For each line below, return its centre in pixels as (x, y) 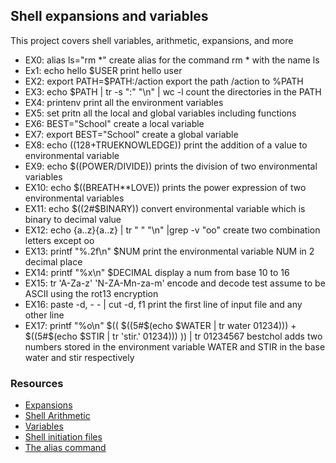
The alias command (65, 448)
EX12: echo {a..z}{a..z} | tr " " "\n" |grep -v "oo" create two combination (172, 230)
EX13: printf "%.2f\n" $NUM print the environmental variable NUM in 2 (169, 251)
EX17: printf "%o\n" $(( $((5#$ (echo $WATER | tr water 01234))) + (160, 325)
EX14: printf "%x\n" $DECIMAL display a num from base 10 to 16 (157, 272)
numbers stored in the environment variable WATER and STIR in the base (175, 346)
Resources (37, 383)
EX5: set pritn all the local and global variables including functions (160, 113)
